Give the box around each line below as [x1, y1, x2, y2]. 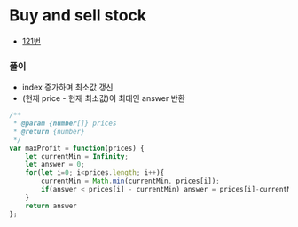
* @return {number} [12, 127, 86, 136]
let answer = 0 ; [25, 160, 86, 169]
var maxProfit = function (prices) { [9, 144, 145, 153]
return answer [25, 201, 77, 210]
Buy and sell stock [9, 5, 147, 26]
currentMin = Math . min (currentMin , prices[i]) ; [41, 176, 220, 186]
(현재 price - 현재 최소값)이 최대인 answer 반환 [21, 93, 186, 104]
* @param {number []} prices [12, 119, 117, 129]
